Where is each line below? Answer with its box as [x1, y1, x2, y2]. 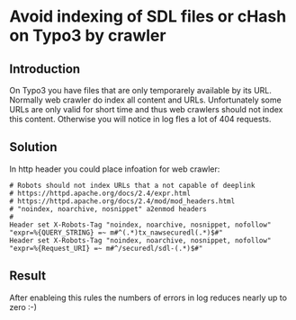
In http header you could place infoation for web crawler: [9, 164, 220, 174]
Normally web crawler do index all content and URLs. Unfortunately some [9, 94, 282, 105]
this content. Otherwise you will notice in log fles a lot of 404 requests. [9, 114, 272, 124]
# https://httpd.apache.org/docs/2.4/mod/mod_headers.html [9, 196, 236, 206]
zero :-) [9, 301, 38, 312]
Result [9, 268, 47, 284]
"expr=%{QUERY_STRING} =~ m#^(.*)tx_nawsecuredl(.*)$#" [9, 227, 223, 237]
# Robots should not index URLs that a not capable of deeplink [9, 181, 256, 190]
